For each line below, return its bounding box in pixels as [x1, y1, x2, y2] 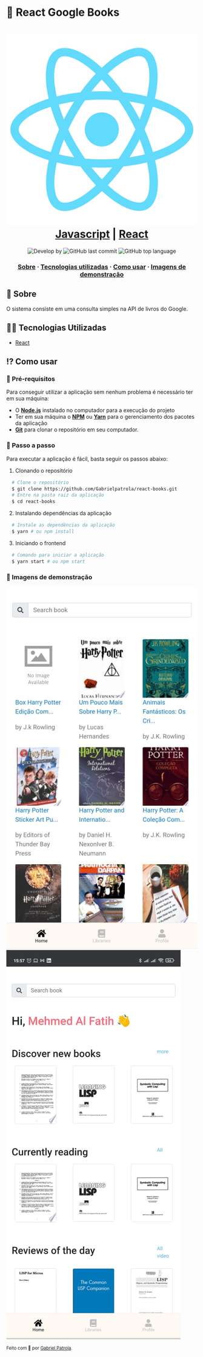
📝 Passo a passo [6, 441, 56, 450]
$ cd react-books [12, 498, 56, 505]
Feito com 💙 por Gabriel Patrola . [6, 1345, 73, 1351]
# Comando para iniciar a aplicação [12, 552, 104, 558]
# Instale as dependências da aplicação [12, 522, 115, 528]
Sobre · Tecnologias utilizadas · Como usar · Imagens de [18, 263, 186, 271]
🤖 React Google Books [6, 5, 120, 19]
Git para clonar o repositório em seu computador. [15, 426, 139, 433]
